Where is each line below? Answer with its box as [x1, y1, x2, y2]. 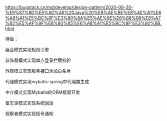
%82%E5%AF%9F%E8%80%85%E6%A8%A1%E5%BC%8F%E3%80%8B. [5, 20, 162, 26]
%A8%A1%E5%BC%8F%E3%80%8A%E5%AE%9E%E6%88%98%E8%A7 [5, 15, 161, 21]
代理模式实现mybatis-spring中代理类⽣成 [5, 79, 89, 84]
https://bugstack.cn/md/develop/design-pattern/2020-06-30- [5, 5, 133, 10]
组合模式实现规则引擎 [5, 47, 49, 52]
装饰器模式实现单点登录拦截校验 [5, 57, 71, 63]
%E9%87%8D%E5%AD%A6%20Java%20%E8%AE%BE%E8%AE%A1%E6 [5, 10, 161, 16]
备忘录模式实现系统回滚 [5, 100, 53, 106]
